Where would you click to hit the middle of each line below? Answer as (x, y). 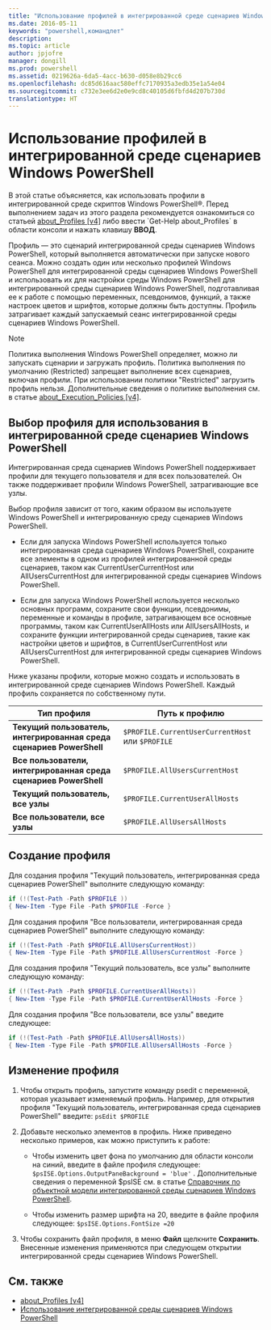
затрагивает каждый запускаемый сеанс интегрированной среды (123, 314)
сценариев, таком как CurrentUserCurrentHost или (107, 568)
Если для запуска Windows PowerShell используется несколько (130, 600)
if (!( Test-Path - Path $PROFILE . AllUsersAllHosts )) (97, 1038)
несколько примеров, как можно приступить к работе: (115, 1140)
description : (30, 38)
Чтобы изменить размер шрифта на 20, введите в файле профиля (146, 1214)
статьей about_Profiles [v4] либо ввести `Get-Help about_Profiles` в (123, 221)
